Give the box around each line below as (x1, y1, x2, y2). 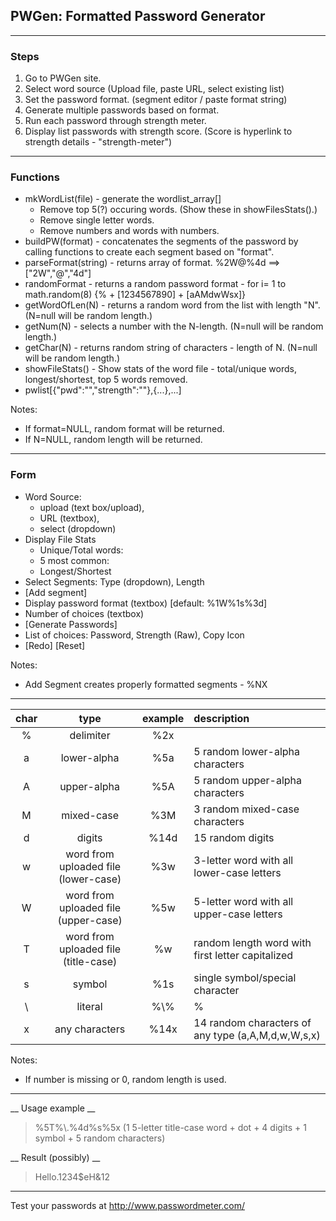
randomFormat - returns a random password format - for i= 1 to (24, 278, 287, 290)
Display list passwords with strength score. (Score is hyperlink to (24, 125, 293, 138)
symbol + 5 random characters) (34, 1132, 166, 1144)
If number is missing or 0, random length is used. (24, 1073, 227, 1085)
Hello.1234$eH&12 (34, 1170, 111, 1183)
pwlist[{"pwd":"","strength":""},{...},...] (24, 384, 182, 396)
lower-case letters (193, 865, 282, 879)
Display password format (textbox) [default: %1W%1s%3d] (24, 597, 268, 609)
